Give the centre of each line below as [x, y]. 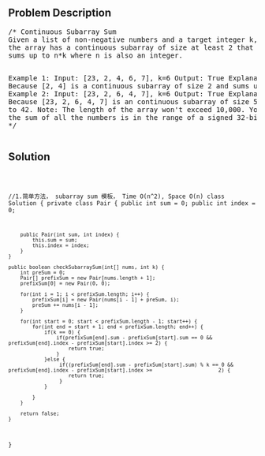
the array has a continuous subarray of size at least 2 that [131, 47]
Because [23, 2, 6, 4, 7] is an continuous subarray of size [129, 101]
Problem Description [60, 13]
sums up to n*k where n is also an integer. [96, 55]
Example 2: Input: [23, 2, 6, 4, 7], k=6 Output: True [116, 93]
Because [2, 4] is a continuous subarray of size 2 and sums [129, 86]
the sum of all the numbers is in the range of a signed [121, 117]
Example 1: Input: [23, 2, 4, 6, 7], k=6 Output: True [116, 78]
